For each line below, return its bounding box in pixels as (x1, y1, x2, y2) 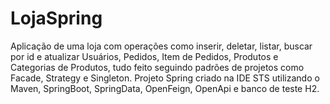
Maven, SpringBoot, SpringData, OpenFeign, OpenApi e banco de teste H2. (10, 82, 320, 94)
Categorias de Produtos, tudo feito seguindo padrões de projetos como (10, 61, 305, 73)
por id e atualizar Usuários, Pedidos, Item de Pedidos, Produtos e (10, 50, 279, 62)
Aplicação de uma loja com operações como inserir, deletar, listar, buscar (10, 40, 313, 52)
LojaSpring (10, 7, 103, 30)
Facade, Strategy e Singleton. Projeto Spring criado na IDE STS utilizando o (10, 72, 320, 84)
